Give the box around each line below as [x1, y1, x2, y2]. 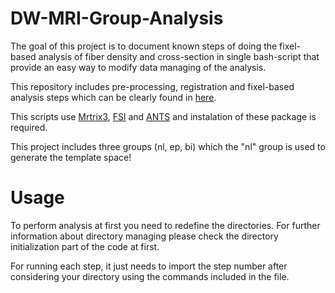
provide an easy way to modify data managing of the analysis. [10, 61, 267, 73]
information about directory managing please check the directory [10, 230, 279, 242]
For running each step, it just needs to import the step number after [10, 260, 288, 272]
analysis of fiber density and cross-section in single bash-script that [38, 50, 320, 62]
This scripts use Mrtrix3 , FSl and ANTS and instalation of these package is [10, 110, 317, 122]
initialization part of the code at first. [10, 240, 160, 252]
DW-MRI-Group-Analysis [10, 7, 224, 30]
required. [10, 121, 48, 133]
